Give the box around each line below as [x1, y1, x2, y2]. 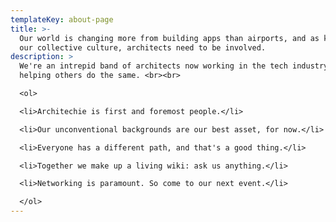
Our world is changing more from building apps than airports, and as [19, 33, 320, 43]
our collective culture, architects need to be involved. [19, 42, 267, 53]
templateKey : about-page [10, 14, 114, 25]
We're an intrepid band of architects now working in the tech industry [19, 61, 329, 71]
